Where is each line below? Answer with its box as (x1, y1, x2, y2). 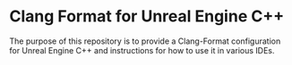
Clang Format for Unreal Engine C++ (9, 6, 285, 27)
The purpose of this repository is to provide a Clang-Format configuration (9, 36, 281, 46)
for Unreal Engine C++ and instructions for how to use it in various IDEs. (9, 45, 275, 55)
